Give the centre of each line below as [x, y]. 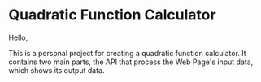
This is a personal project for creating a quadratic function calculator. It [127, 53]
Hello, [18, 37]
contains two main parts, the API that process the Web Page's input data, [131, 62]
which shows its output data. [57, 70]
